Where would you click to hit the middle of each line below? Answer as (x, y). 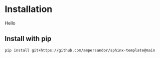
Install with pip (28, 39)
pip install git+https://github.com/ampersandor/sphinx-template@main (80, 50)
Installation (29, 9)
